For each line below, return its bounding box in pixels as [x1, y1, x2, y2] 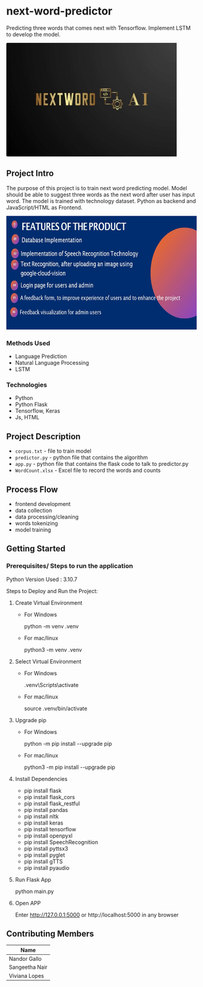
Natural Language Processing [14, 359, 89, 367]
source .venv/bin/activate [24, 705, 88, 712]
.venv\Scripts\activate [24, 681, 79, 688]
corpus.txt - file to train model [14, 447, 92, 455]
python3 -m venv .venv [24, 646, 83, 653]
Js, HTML [14, 414, 40, 421]
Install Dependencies [14, 775, 68, 782]
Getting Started [6, 543, 66, 554]
